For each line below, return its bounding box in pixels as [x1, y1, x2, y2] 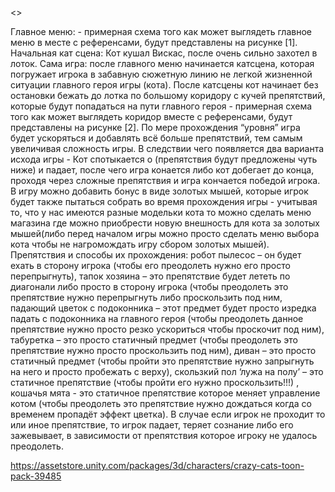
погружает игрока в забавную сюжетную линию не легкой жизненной [10, 68, 313, 80]
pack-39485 [10, 470, 62, 482]
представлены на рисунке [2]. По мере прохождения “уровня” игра [10, 122, 301, 133]
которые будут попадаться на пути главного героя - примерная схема [10, 100, 313, 112]
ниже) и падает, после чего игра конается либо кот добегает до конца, [10, 164, 315, 176]
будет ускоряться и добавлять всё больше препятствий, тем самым [10, 132, 303, 144]
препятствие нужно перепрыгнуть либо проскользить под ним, [10, 292, 283, 303]
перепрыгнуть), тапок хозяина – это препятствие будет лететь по [10, 270, 291, 282]
